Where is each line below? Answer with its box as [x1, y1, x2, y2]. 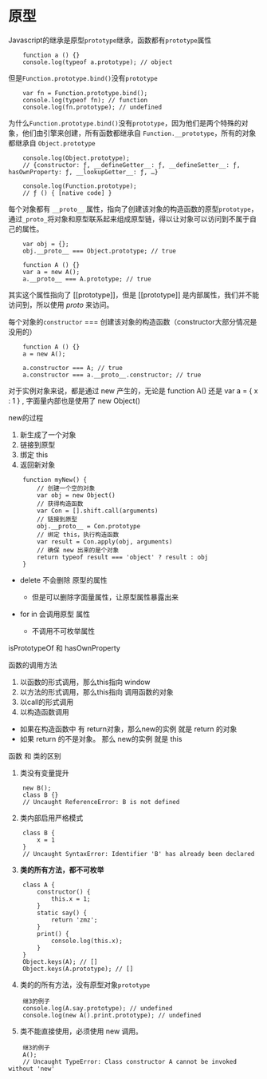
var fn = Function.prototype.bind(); [22, 89, 148, 97]
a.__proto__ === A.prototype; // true [22, 275, 151, 283]
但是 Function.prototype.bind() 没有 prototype [8, 73, 158, 82]
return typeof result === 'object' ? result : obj [37, 553, 209, 561]
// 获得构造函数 [37, 500, 84, 508]
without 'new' [8, 1065, 56, 1073]
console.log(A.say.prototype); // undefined [22, 1004, 173, 1012]
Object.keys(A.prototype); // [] [22, 965, 134, 973]
